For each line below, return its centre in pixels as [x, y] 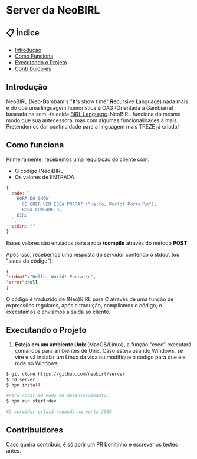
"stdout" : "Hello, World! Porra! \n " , [51, 277]
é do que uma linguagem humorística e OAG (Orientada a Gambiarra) [90, 107]
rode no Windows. [37, 363]
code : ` [21, 193]
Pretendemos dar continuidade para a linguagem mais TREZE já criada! [92, 126]
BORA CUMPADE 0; [42, 210]
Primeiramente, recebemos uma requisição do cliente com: [78, 159]
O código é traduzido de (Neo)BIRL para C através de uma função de [90, 299]
